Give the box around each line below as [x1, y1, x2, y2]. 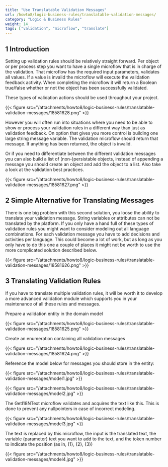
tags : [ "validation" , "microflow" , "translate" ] [5, 26, 109, 31]
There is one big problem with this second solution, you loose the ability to [5, 209, 159, 215]
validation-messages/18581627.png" [5, 182, 80, 188]
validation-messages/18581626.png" [5, 262, 81, 268]
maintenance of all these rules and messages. [5, 300, 101, 307]
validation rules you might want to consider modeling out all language [5, 225, 149, 231]
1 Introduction [5, 45, 49, 53]
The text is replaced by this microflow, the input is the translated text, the [5, 430, 156, 436]
